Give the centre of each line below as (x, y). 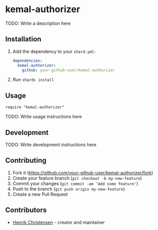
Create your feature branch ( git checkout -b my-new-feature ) (77, 178)
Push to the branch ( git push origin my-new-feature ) (69, 189)
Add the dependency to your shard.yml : (54, 51)
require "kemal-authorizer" (35, 107)
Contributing (26, 160)
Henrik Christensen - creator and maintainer (59, 222)
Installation (23, 39)
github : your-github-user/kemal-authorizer (68, 70)
